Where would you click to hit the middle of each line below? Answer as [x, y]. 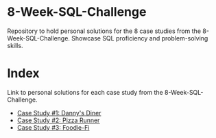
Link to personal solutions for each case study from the [85, 92]
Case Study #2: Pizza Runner [58, 120]
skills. [15, 45]
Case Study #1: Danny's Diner [59, 113]
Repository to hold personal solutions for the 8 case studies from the [104, 31]
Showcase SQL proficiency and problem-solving [140, 38]
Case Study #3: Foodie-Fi [53, 127]
